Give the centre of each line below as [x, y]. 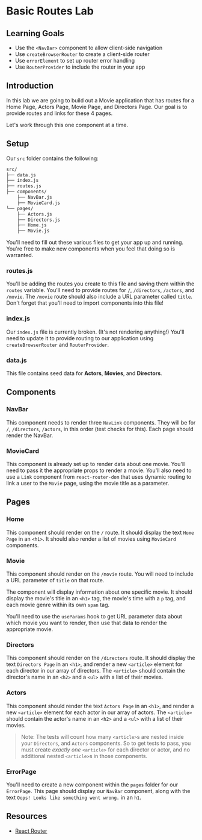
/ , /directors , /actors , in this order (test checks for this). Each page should [100, 429]
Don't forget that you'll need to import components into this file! [85, 303]
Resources [27, 816]
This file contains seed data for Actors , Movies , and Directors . [84, 373]
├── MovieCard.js [39, 203]
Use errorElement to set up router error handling [75, 61]
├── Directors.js [39, 220]
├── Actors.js [35, 214]
